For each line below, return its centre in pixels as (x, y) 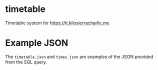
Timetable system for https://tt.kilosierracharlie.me (57, 23)
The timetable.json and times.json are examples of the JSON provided (79, 57)
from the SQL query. (26, 62)
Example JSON (37, 43)
